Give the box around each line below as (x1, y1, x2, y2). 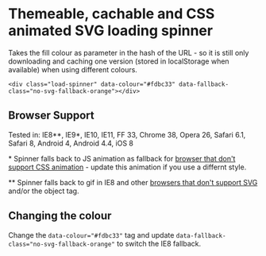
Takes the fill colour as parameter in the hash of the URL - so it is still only (8, 48, 249, 57)
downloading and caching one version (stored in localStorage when (8, 56, 229, 66)
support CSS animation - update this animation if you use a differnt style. (8, 162, 247, 172)
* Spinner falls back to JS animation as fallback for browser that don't (8, 153, 236, 163)
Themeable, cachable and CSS (8, 5, 215, 23)
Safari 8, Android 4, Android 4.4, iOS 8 (8, 138, 133, 148)
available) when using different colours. (8, 64, 137, 74)
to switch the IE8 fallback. (116, 239, 201, 248)
